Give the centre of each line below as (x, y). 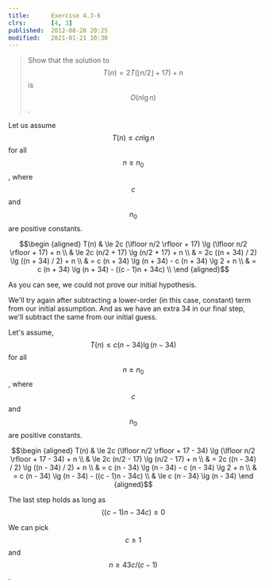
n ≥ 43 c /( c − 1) (133, 565)
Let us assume (32, 126)
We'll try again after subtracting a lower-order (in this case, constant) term (130, 300)
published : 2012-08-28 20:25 (58, 30)
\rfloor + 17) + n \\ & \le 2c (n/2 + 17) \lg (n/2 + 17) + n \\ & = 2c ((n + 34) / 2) (133, 252)
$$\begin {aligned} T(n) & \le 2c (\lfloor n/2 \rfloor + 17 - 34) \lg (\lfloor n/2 (133, 451)
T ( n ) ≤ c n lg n (133, 138)
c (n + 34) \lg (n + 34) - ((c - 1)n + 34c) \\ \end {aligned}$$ (133, 269)
